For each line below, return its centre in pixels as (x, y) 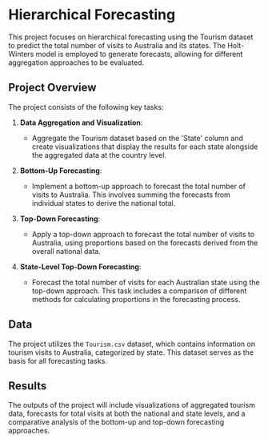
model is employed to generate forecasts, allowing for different (139, 54)
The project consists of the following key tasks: (86, 107)
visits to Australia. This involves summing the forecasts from (131, 195)
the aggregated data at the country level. (99, 155)
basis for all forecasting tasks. (58, 360)
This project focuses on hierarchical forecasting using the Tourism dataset (131, 37)
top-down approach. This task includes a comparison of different (139, 291)
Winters (21, 54)
